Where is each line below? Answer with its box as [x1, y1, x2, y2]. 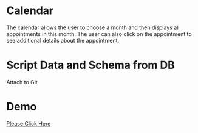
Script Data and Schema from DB [6, 59, 175, 72]
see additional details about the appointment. [6, 37, 120, 44]
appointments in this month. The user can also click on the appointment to [6, 30, 193, 37]
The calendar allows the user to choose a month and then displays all [6, 24, 180, 31]
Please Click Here [6, 120, 51, 127]
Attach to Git [6, 78, 38, 85]
